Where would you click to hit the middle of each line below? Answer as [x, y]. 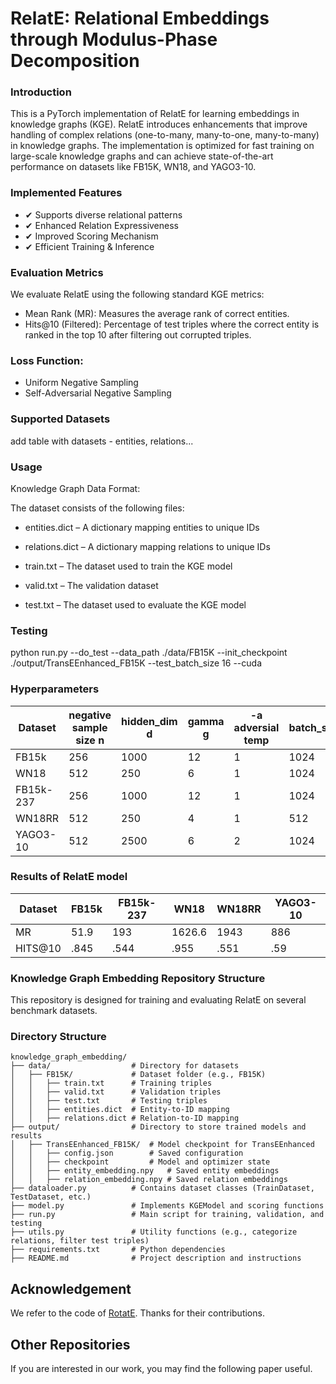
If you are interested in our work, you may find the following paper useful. [161, 1369]
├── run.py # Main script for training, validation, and [167, 1215]
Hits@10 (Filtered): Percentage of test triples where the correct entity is [172, 324]
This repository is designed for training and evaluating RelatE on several [158, 1000]
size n [90, 740]
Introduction [41, 92]
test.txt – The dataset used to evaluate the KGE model [135, 604]
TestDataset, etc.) [51, 1197]
